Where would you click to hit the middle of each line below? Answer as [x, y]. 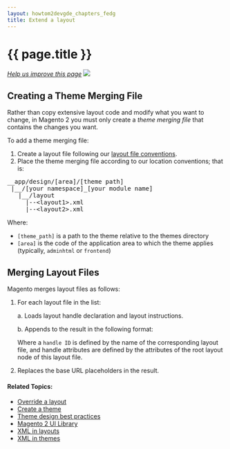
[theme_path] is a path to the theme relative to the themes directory [113, 236]
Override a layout [42, 402]
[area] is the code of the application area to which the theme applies [115, 243]
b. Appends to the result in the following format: [85, 329]
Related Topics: [30, 386]
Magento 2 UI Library [47, 424]
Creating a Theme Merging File [75, 96]
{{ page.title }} [50, 54]
